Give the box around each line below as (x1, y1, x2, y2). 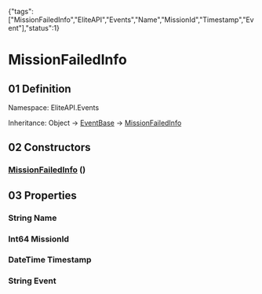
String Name (8, 212, 57, 223)
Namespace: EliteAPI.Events (8, 103, 100, 112)
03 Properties (8, 189, 77, 202)
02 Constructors (8, 141, 91, 154)
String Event (8, 275, 56, 286)
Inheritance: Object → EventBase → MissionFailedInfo (8, 118, 182, 127)
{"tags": (8, 7, 34, 16)
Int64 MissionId (8, 233, 69, 244)
